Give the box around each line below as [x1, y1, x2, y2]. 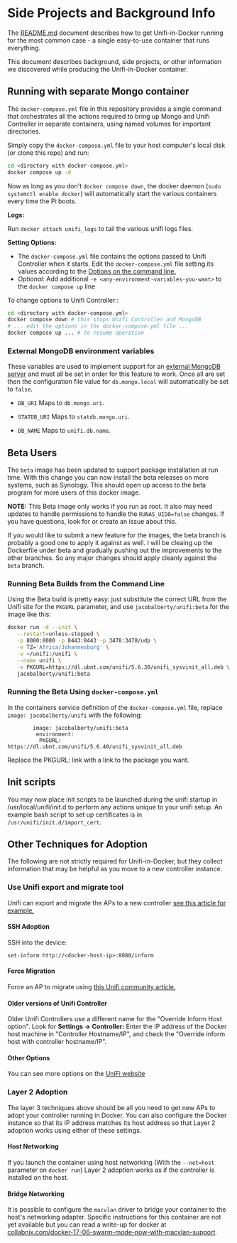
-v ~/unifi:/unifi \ [16, 650, 78, 657]
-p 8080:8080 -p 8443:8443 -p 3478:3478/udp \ [16, 637, 158, 645]
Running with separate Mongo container [7, 85, 189, 97]
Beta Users [7, 446, 57, 459]
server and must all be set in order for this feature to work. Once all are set [7, 370, 226, 378]
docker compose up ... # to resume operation [7, 329, 144, 337]
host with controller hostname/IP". [7, 1038, 107, 1046]
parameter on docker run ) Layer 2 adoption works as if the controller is [7, 1166, 215, 1174]
